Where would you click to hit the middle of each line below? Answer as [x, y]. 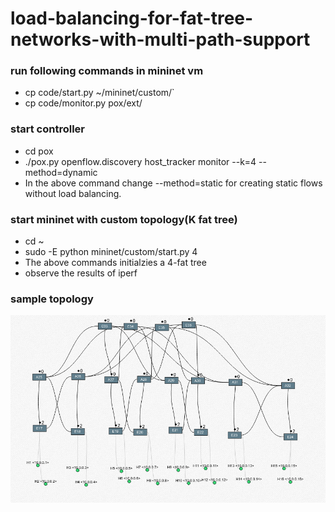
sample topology [52, 299]
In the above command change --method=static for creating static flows [173, 183]
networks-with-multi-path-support [160, 39]
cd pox [39, 151]
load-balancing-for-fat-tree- [132, 18]
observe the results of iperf [81, 273]
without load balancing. [73, 193]
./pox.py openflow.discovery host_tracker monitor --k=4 [140, 161]
